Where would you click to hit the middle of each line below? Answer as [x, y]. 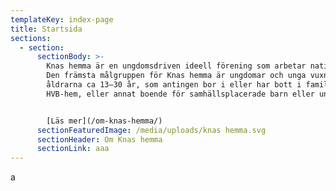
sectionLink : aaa [73, 149]
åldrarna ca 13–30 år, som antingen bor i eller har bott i [174, 85]
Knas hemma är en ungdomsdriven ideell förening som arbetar [176, 66]
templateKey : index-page [62, 19]
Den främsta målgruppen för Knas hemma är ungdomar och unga [176, 76]
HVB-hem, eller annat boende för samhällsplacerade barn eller [180, 94]
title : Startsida [46, 29]
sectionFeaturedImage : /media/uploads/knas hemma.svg [151, 130]
